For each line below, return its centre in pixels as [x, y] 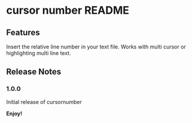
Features [23, 33]
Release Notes [34, 72]
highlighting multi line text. [39, 53]
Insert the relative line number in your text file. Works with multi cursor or [96, 47]
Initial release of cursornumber [44, 102]
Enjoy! [14, 113]
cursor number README [68, 10]
